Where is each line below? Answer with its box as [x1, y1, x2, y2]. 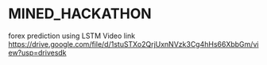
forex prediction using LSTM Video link [8, 31, 136, 40]
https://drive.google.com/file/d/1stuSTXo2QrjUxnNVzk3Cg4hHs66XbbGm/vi [8, 39, 259, 48]
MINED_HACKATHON [8, 5, 153, 23]
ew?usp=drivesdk [8, 48, 67, 57]
